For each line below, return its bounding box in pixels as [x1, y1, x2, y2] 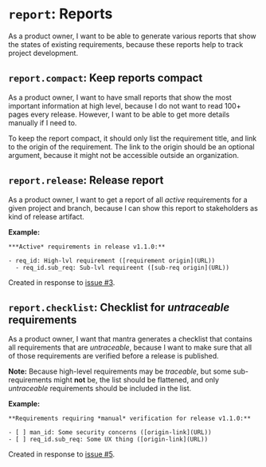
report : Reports [8, 5, 113, 23]
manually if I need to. [8, 117, 77, 128]
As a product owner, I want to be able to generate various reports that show [8, 31, 256, 41]
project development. [8, 48, 78, 57]
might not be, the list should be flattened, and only [53, 375, 220, 385]
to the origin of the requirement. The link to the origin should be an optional [8, 141, 255, 152]
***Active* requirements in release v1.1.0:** [8, 243, 166, 251]
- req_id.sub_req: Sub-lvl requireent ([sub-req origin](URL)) [15, 263, 229, 271]
